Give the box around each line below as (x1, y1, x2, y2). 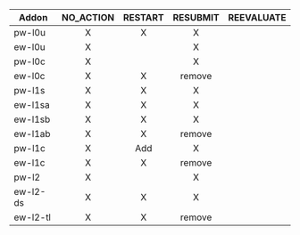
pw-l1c (13, 142, 46, 154)
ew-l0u (13, 41, 46, 53)
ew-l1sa (13, 99, 51, 110)
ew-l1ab (13, 128, 51, 140)
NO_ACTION (61, 12, 114, 23)
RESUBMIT (172, 12, 221, 23)
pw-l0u (13, 27, 46, 38)
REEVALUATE (228, 12, 287, 23)
